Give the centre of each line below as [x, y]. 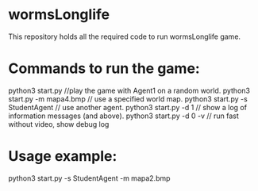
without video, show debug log [59, 124]
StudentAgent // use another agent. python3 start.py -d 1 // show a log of [128, 107]
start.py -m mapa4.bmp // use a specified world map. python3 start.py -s [128, 99]
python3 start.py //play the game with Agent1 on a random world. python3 [129, 90]
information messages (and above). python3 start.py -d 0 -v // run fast [124, 116]
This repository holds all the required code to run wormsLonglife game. [124, 36]
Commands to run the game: [104, 69]
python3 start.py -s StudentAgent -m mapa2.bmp [89, 178]
